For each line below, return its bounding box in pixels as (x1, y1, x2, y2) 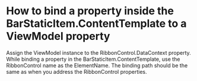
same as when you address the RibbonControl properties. (6, 68, 147, 75)
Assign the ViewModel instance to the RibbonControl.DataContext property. (6, 49, 191, 56)
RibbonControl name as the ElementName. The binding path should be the (6, 61, 188, 69)
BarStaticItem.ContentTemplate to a (6, 17, 187, 30)
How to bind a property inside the (6, 4, 174, 18)
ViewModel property (6, 30, 110, 43)
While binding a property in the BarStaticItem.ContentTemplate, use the (6, 55, 180, 63)
